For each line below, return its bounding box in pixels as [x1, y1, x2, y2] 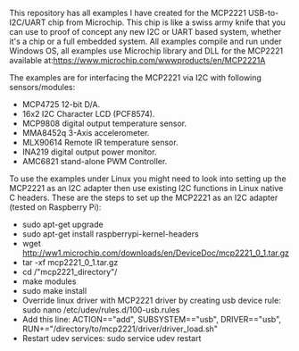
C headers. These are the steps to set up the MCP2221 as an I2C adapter [9, 192, 278, 203]
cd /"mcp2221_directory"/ [21, 267, 118, 277]
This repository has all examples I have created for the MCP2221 [9, 8, 247, 18]
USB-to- [248, 8, 279, 18]
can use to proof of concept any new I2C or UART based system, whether [9, 27, 282, 37]
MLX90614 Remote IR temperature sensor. [21, 138, 179, 147]
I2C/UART [9, 17, 46, 28]
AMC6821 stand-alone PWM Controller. [21, 156, 168, 166]
